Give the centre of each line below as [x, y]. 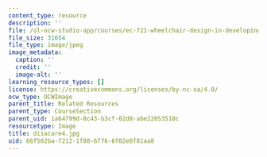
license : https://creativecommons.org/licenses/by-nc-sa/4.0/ [113, 89]
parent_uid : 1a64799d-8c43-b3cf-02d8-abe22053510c [94, 119]
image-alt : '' [39, 75]
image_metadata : [35, 52]
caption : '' [35, 60]
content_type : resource [48, 15]
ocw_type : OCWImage [41, 97]
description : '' [35, 23]
